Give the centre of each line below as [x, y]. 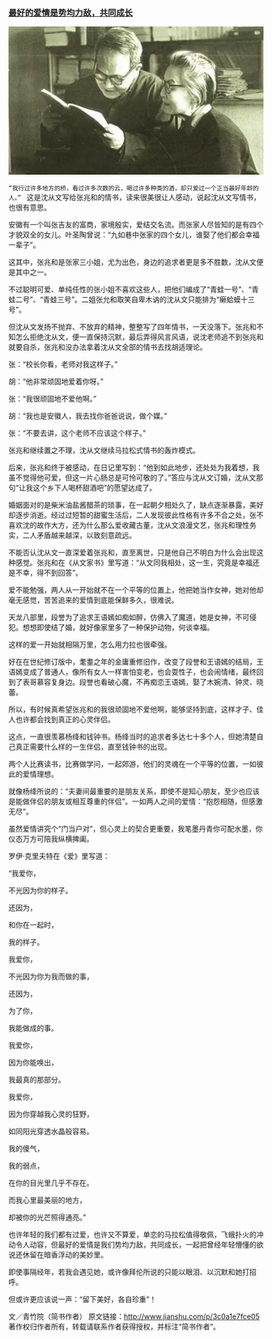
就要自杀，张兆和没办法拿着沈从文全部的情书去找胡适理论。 [108, 347]
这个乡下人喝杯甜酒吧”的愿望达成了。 [95, 488]
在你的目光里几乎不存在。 [51, 1183]
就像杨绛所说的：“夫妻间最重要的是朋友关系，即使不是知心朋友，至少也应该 [134, 792]
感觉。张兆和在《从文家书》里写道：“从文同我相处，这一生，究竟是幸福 [134, 563]
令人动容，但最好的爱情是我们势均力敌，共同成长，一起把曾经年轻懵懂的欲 [139, 1245]
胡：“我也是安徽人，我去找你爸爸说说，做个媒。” [88, 416]
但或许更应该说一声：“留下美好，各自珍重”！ [83, 1299]
